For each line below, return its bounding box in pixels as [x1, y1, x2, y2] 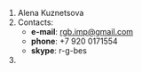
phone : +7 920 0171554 [30, 36, 118, 46]
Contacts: [17, 17, 54, 28]
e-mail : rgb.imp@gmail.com [30, 27, 134, 36]
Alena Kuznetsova [17, 8, 84, 18]
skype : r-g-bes [30, 45, 87, 56]
